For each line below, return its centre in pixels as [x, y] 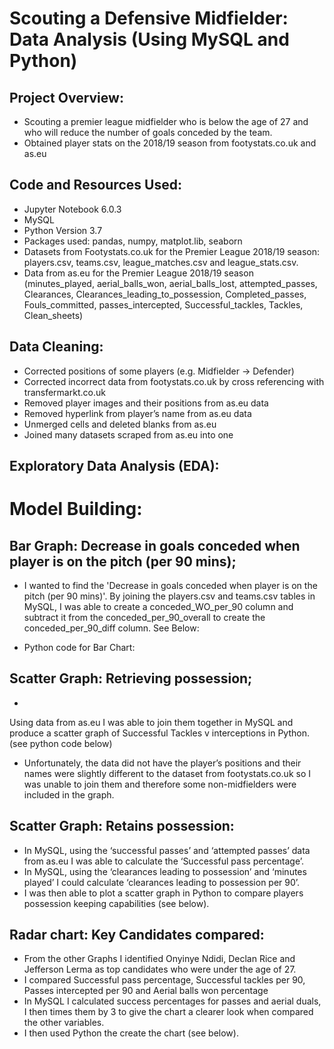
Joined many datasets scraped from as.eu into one [128, 434]
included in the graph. [69, 794]
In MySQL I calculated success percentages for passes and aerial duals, [172, 1001]
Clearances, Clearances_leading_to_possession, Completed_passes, [165, 294]
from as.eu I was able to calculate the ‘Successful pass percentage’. [164, 861]
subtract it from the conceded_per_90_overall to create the [144, 618]
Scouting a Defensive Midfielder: [149, 18]
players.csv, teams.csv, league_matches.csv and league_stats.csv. [161, 262]
